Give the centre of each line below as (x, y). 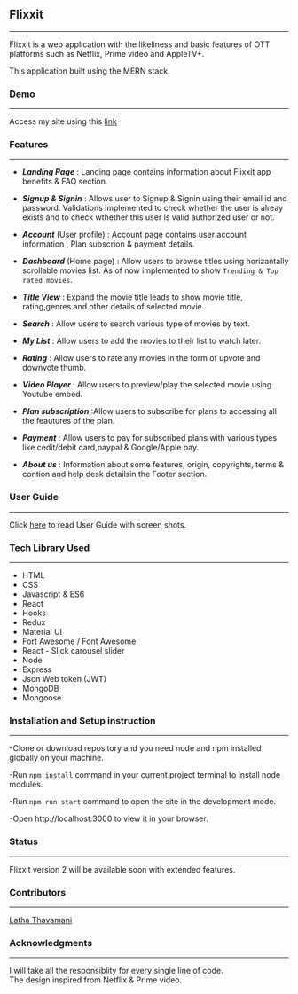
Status (24, 841)
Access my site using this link (63, 121)
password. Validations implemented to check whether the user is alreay (153, 208)
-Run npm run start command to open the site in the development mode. (143, 802)
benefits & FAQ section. (65, 182)
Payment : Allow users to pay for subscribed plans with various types (149, 438)
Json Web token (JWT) (64, 679)
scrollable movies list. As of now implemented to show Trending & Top (150, 270)
